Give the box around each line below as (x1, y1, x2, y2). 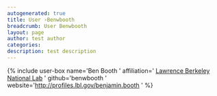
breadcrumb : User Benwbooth (7, 22, 88, 29)
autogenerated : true (7, 10, 66, 17)
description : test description (7, 48, 97, 55)
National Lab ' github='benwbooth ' (7, 74, 107, 82)
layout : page (7, 29, 44, 36)
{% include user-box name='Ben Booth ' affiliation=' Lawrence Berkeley (7, 66, 210, 75)
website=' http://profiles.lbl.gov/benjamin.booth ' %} (7, 81, 153, 89)
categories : (7, 42, 41, 48)
